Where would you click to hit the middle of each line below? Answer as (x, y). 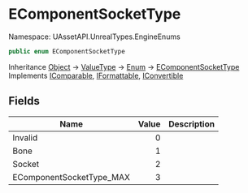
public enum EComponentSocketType (67, 51)
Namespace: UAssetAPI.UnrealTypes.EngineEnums (94, 36)
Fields (24, 101)
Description (192, 124)
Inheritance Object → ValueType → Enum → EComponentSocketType (124, 66)
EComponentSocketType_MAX (71, 177)
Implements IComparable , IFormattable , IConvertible (96, 75)
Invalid (25, 137)
